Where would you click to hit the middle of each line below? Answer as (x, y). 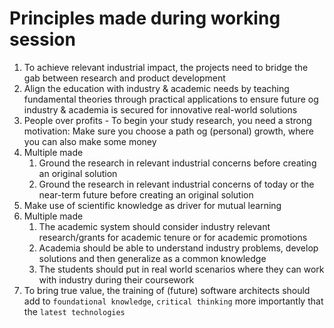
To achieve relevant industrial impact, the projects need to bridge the (166, 67)
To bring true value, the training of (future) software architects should (167, 290)
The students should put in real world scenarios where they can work (181, 269)
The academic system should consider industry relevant (154, 226)
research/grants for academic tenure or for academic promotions (173, 237)
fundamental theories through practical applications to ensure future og (171, 99)
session (42, 39)
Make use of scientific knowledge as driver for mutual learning (152, 205)
